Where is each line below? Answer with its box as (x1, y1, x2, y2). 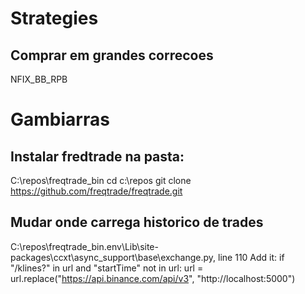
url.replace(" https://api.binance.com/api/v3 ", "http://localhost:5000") (10, 272, 296, 284)
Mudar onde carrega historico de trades (10, 214, 264, 231)
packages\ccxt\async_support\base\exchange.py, (10, 251, 217, 263)
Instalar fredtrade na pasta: (10, 148, 185, 165)
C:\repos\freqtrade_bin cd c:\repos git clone (10, 175, 192, 186)
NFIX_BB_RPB (10, 73, 68, 85)
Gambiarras (10, 108, 110, 131)
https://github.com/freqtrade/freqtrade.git (10, 185, 183, 197)
